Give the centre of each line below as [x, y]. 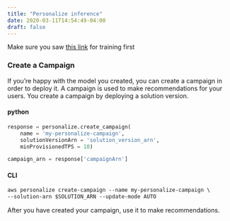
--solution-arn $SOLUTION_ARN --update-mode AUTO [82, 197]
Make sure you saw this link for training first [71, 47]
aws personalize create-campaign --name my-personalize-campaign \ [109, 190]
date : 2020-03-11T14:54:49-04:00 [57, 20]
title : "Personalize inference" [55, 14]
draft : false [27, 27]
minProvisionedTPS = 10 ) [57, 147]
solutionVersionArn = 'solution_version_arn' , [90, 140]
